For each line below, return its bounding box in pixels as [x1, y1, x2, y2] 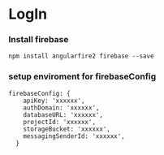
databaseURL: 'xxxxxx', [23, 110, 104, 118]
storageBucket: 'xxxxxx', [23, 125, 111, 133]
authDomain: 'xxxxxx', [23, 103, 100, 112]
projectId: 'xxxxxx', [23, 118, 96, 126]
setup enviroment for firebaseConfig [8, 71, 157, 82]
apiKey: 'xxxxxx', [23, 97, 85, 105]
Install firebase [8, 34, 69, 45]
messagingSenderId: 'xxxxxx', [23, 131, 126, 140]
